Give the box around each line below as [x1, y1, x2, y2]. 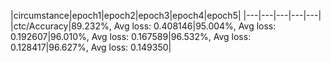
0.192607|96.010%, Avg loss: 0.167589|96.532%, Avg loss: [10, 31, 252, 42]
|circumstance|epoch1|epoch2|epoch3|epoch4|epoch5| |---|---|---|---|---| [10, 10, 322, 21]
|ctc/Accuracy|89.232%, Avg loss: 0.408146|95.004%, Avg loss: [10, 20, 277, 32]
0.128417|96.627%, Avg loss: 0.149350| [10, 41, 172, 53]
